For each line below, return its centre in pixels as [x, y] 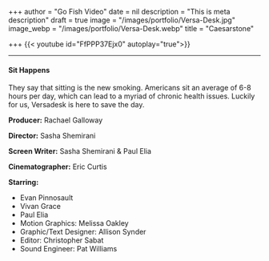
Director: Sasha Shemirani [52, 136]
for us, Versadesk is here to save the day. [76, 105]
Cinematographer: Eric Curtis [58, 167]
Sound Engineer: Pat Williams [68, 249]
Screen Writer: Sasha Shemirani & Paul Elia [80, 151]
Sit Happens [29, 70]
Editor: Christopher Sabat [62, 240]
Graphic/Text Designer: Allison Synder [83, 232]
